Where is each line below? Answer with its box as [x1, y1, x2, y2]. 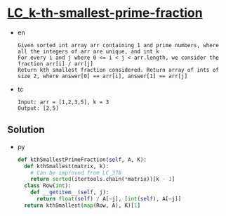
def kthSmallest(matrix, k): [24, 163, 109, 170]
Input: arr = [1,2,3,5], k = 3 [17, 99, 109, 106]
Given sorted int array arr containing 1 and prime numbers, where [17, 42, 219, 49]
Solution [7, 124, 45, 136]
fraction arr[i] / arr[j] [17, 60, 93, 68]
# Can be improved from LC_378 [30, 169, 122, 177]
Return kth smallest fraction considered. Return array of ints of [17, 66, 219, 73]
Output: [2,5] [17, 104, 59, 112]
